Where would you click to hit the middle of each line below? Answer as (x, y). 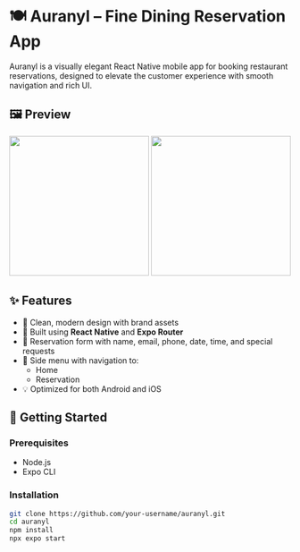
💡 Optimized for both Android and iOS (92, 388)
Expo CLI (39, 472)
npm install (31, 531)
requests (38, 351)
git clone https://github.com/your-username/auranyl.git (117, 514)
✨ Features (41, 301)
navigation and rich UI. (51, 85)
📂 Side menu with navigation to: (80, 360)
